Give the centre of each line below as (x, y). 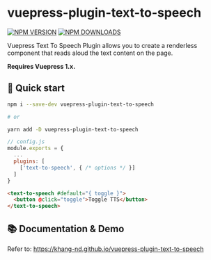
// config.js (26, 142)
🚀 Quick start (36, 88)
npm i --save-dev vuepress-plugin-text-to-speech (81, 104)
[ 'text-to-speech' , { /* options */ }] (78, 168)
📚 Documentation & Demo (66, 228)
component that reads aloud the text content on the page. (90, 53)
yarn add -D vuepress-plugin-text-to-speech (73, 129)
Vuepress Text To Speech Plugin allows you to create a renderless (102, 45)
